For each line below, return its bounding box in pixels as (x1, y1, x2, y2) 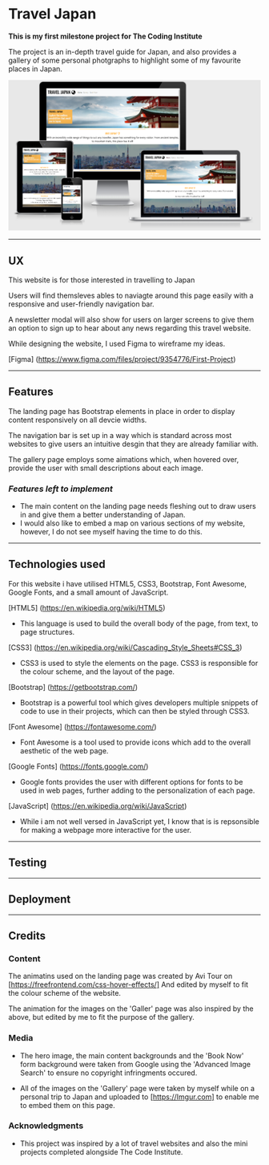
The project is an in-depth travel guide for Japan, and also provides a (8, 47, 237, 56)
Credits (8, 928, 46, 943)
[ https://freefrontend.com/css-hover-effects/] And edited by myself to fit (8, 980, 249, 989)
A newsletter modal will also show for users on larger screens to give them (8, 315, 255, 324)
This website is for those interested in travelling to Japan (8, 274, 195, 285)
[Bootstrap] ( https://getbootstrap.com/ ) (8, 682, 139, 692)
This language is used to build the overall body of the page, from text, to (19, 619, 259, 628)
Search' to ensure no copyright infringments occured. (19, 1068, 198, 1078)
